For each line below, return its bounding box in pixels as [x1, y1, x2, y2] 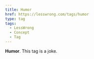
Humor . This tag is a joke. [5, 48, 58, 54]
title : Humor [5, 7, 32, 12]
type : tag [5, 16, 26, 21]
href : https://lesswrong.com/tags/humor [5, 12, 90, 17]
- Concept [9, 30, 30, 35]
